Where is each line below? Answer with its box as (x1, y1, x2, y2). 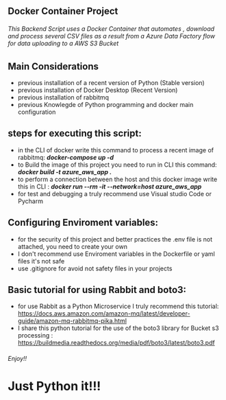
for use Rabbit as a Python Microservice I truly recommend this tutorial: (17, 302, 219, 311)
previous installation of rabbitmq (17, 93, 109, 102)
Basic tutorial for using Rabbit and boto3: (8, 284, 187, 296)
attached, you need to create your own (17, 242, 127, 250)
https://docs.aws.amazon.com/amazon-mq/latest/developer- (17, 309, 190, 318)
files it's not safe (17, 257, 65, 265)
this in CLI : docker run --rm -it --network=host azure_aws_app (17, 182, 202, 191)
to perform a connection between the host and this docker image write (17, 175, 218, 183)
